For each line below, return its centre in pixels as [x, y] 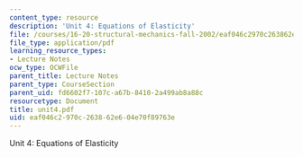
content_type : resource [54, 17]
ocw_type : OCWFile [44, 68]
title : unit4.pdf [42, 109]
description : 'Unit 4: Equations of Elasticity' [102, 26]
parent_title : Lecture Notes [64, 76]
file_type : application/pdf [62, 43]
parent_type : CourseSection [62, 84]
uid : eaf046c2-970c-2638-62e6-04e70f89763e [92, 118]
